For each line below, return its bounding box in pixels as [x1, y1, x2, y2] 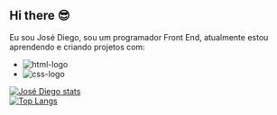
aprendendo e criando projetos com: [9, 41, 146, 52]
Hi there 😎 [9, 8, 70, 23]
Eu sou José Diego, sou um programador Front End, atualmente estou [9, 31, 269, 42]
